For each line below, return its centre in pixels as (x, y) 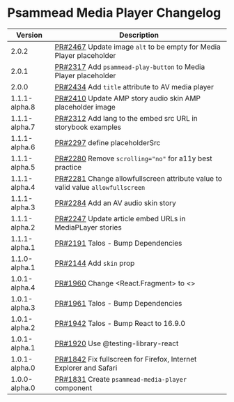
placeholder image (85, 107)
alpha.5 (23, 167)
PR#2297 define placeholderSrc (108, 142)
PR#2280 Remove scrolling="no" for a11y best (133, 158)
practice (68, 167)
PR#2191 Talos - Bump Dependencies (118, 243)
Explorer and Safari (86, 368)
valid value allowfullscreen (100, 187)
